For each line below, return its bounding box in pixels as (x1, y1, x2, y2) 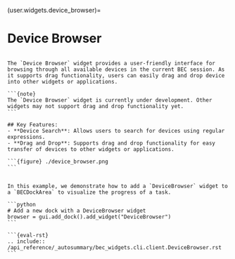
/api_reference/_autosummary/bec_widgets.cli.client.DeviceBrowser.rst (7, 244, 222, 251)
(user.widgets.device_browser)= (7, 6, 101, 14)
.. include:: (7, 238, 46, 245)
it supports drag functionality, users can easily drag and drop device (7, 72, 225, 79)
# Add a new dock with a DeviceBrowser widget (7, 207, 146, 214)
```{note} (7, 91, 37, 98)
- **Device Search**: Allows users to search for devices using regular (7, 127, 225, 134)
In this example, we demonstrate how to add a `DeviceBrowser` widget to (7, 182, 229, 190)
